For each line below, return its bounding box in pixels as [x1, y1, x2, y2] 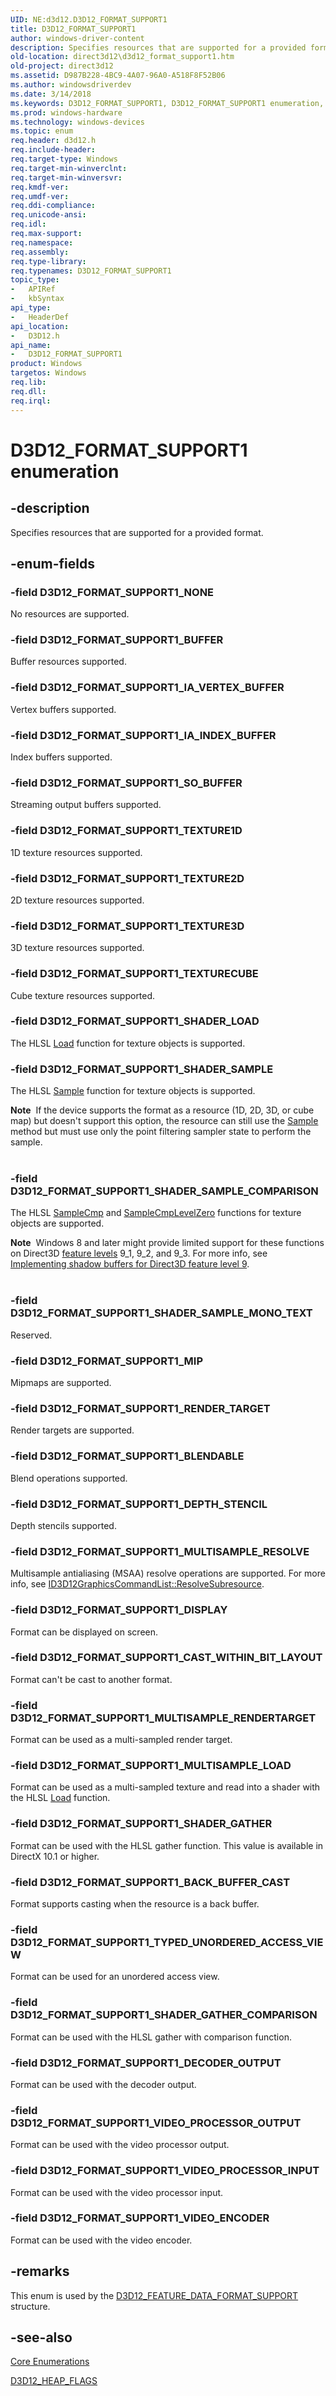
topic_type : [10, 275, 60, 285]
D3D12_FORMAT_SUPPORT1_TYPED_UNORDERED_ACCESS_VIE [10, 1935, 324, 1949]
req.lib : [10, 377, 47, 387]
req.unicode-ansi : [10, 210, 87, 220]
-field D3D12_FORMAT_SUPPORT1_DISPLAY [10, 1603, 228, 1617]
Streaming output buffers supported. [10, 799, 162, 811]
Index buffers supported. [10, 751, 113, 763]
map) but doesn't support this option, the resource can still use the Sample [10, 1115, 319, 1127]
